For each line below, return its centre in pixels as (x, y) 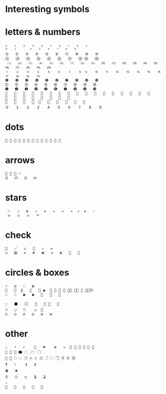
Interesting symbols (47, 9)
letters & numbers (43, 32)
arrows (20, 160)
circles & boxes (37, 273)
